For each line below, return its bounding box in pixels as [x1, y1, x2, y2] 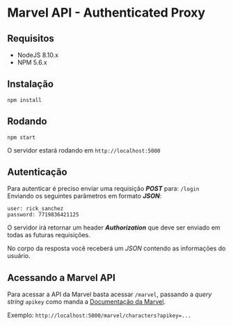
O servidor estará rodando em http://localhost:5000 [7, 146, 161, 154]
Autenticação [7, 166, 67, 178]
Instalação [7, 78, 54, 90]
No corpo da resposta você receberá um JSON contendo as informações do [7, 244, 226, 252]
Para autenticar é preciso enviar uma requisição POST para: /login [7, 185, 200, 193]
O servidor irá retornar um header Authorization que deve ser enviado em [7, 223, 220, 232]
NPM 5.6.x [17, 58, 47, 67]
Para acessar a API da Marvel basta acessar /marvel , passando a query [7, 290, 212, 299]
